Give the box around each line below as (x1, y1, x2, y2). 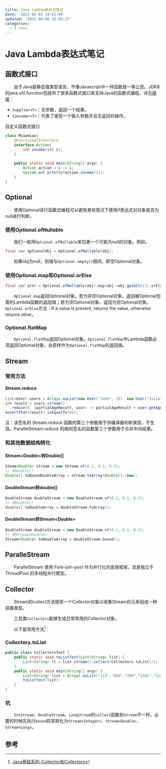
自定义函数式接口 (5, 123, 40, 129)
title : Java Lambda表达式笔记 (5, 7, 64, 12)
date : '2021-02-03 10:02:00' (5, 12, 65, 17)
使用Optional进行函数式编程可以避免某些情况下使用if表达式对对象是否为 (13, 206, 159, 213)
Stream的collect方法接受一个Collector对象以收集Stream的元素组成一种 (13, 599, 157, 605)
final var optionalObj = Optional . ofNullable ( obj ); (5, 249, 114, 254)
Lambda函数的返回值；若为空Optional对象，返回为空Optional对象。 (13, 299, 151, 305)
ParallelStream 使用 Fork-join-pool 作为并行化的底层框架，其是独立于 (13, 564, 154, 570)
